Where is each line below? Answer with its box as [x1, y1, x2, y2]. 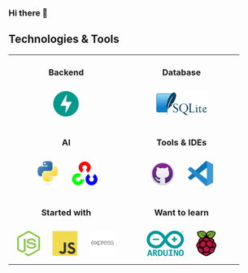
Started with [41, 206, 92, 218]
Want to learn [154, 206, 209, 218]
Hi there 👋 [8, 7, 49, 19]
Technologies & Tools [8, 32, 120, 46]
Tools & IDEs [156, 136, 207, 148]
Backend [48, 67, 85, 78]
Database [162, 67, 202, 78]
